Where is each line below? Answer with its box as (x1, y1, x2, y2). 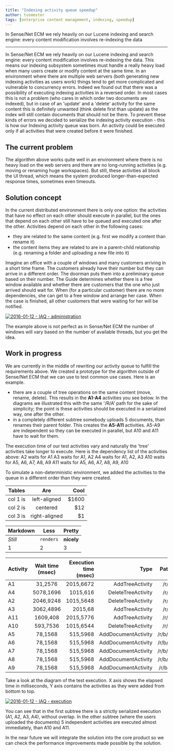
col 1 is (8, 495, 26, 503)
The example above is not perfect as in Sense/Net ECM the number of (5, 324, 154, 329)
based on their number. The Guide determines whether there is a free (5, 276, 153, 282)
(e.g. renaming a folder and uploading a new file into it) (12, 250, 130, 256)
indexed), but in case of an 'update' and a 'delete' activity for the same (5, 101, 155, 107)
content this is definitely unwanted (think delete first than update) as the (5, 106, 159, 112)
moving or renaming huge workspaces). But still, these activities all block (5, 168, 161, 174)
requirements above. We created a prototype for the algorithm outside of (5, 368, 160, 374)
